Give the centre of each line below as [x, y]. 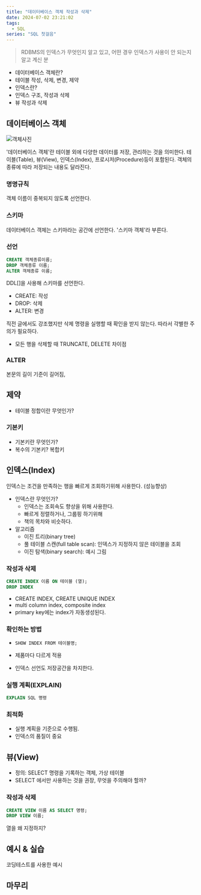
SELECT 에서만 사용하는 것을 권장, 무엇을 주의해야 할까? [81, 780]
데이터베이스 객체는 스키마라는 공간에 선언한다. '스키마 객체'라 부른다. [87, 230]
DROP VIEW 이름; [25, 816]
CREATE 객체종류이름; [29, 260]
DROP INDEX [20, 587]
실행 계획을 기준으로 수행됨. [47, 729]
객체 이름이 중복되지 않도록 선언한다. [49, 198]
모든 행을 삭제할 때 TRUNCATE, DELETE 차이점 [71, 344]
